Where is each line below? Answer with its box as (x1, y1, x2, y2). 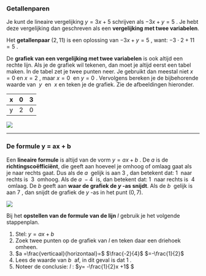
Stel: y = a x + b (15, 230, 55, 237)
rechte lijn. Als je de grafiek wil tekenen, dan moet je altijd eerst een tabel (6, 61, 191, 69)
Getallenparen (6, 4, 50, 13)
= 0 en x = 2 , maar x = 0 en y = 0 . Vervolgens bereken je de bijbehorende (6, 75, 199, 82)
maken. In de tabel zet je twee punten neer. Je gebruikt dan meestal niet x (6, 68, 193, 75)
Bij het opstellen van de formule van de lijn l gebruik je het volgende (6, 212, 180, 219)
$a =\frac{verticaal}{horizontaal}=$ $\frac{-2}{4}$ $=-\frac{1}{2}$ (15, 250, 185, 257)
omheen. (15, 243, 38, 250)
